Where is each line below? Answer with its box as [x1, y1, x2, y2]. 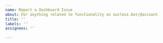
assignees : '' [5, 26, 35, 31]
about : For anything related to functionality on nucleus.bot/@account [5, 12, 158, 17]
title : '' [5, 16, 26, 21]
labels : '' [5, 21, 28, 26]
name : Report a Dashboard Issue [5, 7, 73, 12]
